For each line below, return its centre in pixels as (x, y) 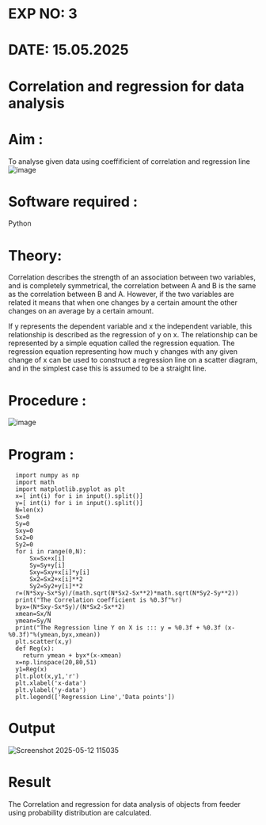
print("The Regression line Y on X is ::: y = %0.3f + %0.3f (118, 628)
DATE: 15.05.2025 (68, 50)
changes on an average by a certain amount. (81, 311)
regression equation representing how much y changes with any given (123, 352)
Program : (41, 454)
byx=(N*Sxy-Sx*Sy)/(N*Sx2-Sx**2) (70, 607)
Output (32, 728)
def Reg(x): (35, 649)
